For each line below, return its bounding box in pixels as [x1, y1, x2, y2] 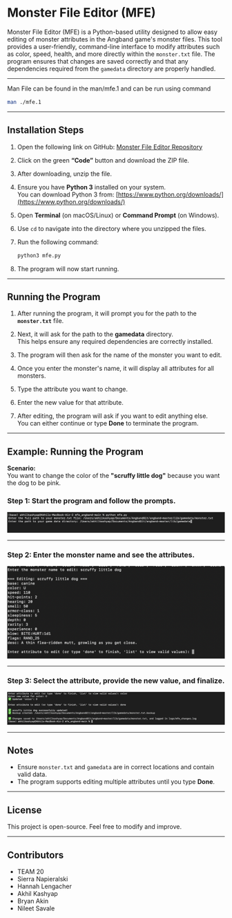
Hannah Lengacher [17, 882, 72, 890]
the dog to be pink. [7, 479, 61, 487]
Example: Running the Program [7, 446, 144, 457]
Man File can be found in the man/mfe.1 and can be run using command [7, 84, 211, 93]
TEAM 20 [17, 867, 44, 876]
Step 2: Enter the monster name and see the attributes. [7, 550, 195, 560]
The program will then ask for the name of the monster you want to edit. [17, 351, 222, 359]
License [7, 804, 42, 816]
